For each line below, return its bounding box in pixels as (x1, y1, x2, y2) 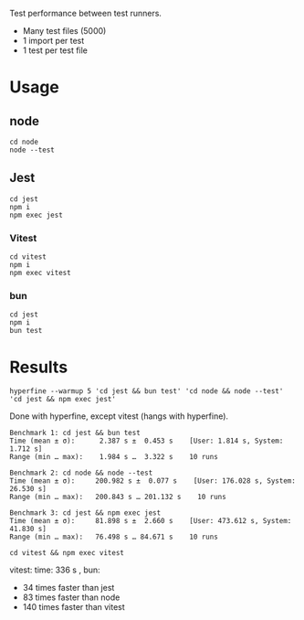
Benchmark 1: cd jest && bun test (9, 429, 142, 438)
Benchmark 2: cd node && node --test (9, 468, 153, 478)
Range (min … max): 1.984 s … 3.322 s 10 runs (9, 453, 219, 462)
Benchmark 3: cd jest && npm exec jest (9, 508, 162, 518)
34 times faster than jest (22, 583, 115, 593)
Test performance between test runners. (9, 8, 162, 18)
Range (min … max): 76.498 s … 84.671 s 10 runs (9, 532, 219, 542)
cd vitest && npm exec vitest (9, 549, 125, 558)
